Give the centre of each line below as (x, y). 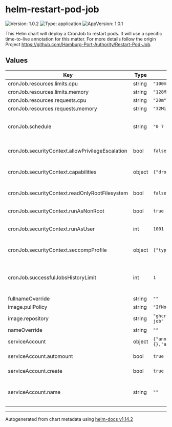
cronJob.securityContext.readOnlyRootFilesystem (68, 193)
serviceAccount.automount (40, 356)
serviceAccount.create (35, 371)
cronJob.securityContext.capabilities (52, 172)
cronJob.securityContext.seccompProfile (58, 250)
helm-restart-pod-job (52, 9)
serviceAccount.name (34, 392)
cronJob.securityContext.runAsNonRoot (56, 211)
